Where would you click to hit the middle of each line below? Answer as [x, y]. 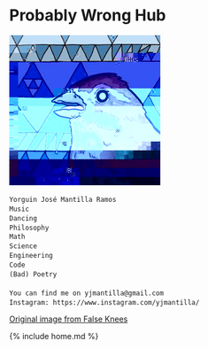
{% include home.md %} [54, 337]
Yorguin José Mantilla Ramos [63, 199]
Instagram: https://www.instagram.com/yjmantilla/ [104, 302]
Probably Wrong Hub [88, 16]
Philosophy [29, 228]
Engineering [31, 256]
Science [23, 246]
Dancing [23, 218]
